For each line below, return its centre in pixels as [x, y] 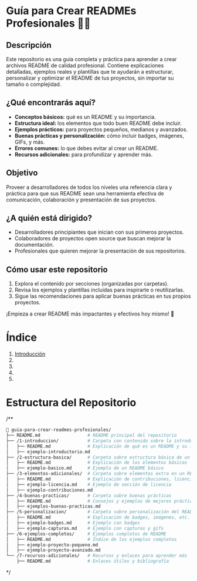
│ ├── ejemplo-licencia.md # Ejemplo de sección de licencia [89, 484]
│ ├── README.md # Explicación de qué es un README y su [97, 446]
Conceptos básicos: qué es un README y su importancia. [85, 117]
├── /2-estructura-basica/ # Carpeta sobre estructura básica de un [98, 457]
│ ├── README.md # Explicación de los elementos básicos [97, 463]
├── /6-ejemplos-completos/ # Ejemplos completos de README [86, 534]
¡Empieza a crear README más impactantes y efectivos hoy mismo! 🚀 [90, 314]
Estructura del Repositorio [71, 403]
